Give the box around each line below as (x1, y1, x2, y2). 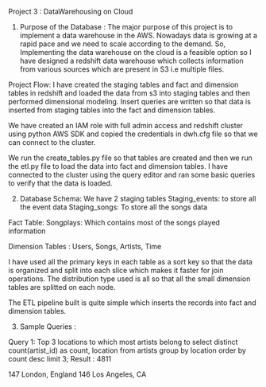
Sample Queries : (19, 322, 77, 331)
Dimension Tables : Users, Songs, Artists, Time (8, 242, 162, 251)
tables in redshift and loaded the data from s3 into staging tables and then (8, 88, 250, 98)
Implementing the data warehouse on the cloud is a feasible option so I (19, 48, 252, 57)
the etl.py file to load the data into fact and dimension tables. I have (8, 162, 229, 170)
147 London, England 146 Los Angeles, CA (8, 369, 147, 379)
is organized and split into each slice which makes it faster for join (8, 266, 224, 275)
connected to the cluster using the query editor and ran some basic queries (8, 170, 256, 179)
